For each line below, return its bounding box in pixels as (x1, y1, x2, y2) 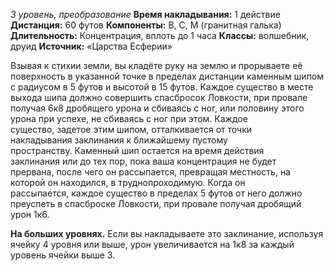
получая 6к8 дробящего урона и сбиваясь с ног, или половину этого (10, 102, 305, 114)
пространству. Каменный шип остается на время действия (10, 145, 265, 156)
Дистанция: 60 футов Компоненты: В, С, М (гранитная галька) (10, 19, 282, 31)
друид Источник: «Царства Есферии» (10, 40, 173, 52)
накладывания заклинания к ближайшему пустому (10, 134, 228, 146)
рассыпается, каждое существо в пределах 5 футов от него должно (10, 187, 303, 199)
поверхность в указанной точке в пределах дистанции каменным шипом (10, 70, 325, 82)
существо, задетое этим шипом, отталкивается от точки (10, 124, 252, 135)
